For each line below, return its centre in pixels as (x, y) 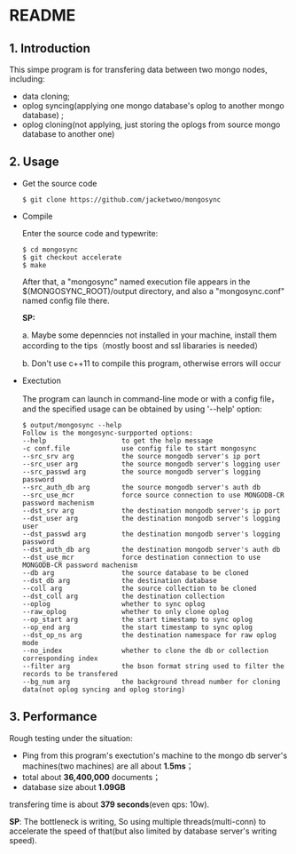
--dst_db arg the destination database (119, 580)
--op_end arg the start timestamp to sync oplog (137, 627)
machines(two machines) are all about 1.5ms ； (108, 766)
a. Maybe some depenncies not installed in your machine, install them (149, 335)
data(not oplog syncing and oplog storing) (104, 690)
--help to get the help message (117, 441)
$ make (34, 265)
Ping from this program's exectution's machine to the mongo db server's (155, 755)
